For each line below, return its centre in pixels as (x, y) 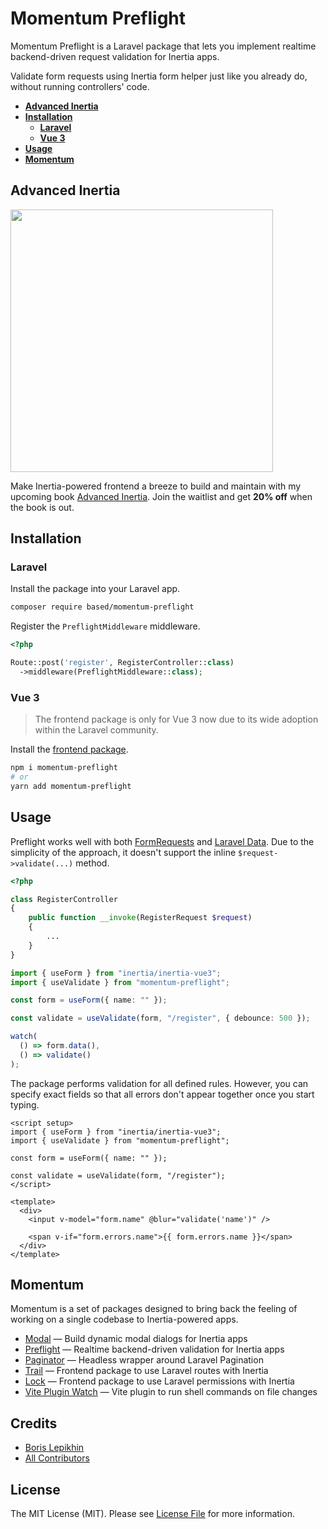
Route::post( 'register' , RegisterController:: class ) (122, 663)
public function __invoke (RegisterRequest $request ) (140, 918)
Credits (34, 1423)
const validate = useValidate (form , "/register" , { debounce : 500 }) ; (160, 1018)
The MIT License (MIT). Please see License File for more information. (152, 1514)
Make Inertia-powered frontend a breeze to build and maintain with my (156, 486)
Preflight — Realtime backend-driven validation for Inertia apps (154, 1349)
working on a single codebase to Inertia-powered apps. (124, 1319)
